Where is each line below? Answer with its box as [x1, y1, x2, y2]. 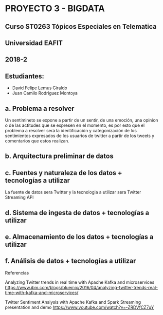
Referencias [5, 270, 29, 276]
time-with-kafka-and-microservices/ [5, 290, 79, 295]
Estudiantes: [5, 72, 45, 80]
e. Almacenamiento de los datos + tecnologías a [5, 233, 154, 241]
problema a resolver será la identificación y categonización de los [5, 127, 137, 133]
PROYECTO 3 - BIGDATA [5, 3, 105, 14]
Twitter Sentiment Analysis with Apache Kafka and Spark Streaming [5, 299, 141, 305]
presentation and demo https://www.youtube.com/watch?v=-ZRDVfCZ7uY [5, 304, 154, 310]
